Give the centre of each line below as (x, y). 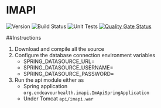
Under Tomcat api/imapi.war (58, 98)
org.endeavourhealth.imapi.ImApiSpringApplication (86, 93)
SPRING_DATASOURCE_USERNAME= (68, 67)
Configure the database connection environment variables (85, 55)
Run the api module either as (49, 80)
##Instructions (24, 37)
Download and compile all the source (59, 49)
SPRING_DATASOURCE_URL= (59, 61)
